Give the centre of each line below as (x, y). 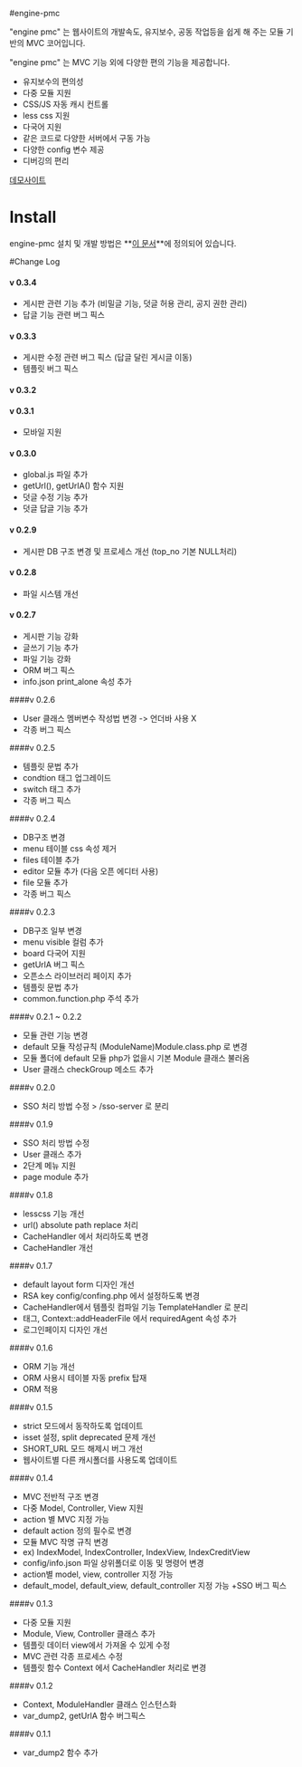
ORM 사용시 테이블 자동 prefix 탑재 (85, 1378)
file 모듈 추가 (45, 882)
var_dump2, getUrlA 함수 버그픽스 (84, 1715)
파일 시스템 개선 (50, 593)
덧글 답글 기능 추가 (55, 509)
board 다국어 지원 (54, 953)
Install (33, 217)
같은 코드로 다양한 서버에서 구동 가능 (86, 138)
